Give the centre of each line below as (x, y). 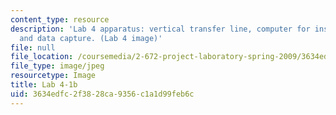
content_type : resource (60, 19)
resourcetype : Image (53, 76)
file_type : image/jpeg (57, 66)
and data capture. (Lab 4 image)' (91, 38)
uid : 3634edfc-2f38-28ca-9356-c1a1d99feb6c (102, 94)
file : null (33, 47)
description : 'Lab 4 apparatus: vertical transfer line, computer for (160, 29)
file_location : (42, 57)
